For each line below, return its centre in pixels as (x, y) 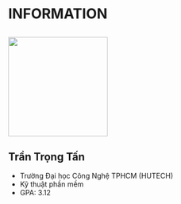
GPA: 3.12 (35, 193)
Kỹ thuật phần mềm (52, 184)
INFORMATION (58, 14)
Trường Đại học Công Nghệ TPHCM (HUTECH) (96, 176)
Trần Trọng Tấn (47, 157)
